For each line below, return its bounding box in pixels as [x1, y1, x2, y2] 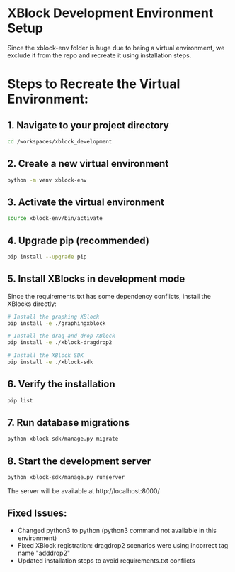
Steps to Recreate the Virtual [7, 76, 180, 92]
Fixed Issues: [7, 507, 67, 519]
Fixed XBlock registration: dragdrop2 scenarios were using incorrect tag [17, 541, 229, 549]
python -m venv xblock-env [7, 176, 87, 184]
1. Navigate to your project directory [7, 119, 170, 131]
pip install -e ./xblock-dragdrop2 [7, 339, 113, 346]
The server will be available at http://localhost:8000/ [7, 487, 161, 495]
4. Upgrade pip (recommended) [7, 234, 150, 246]
